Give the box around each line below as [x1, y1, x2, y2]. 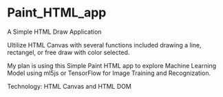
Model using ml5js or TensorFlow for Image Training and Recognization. [7, 69, 211, 77]
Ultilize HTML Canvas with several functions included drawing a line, [7, 41, 202, 49]
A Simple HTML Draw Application [7, 28, 102, 36]
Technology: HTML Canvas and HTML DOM [7, 82, 132, 90]
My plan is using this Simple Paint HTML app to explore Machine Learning [7, 61, 217, 69]
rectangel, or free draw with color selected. [7, 48, 130, 56]
